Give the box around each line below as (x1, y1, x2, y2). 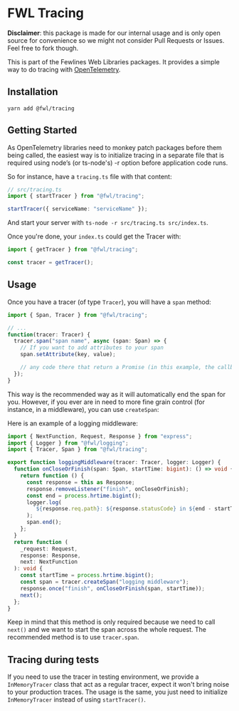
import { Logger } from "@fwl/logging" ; (7, 439, 129, 447)
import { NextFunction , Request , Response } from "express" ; (7, 433, 193, 440)
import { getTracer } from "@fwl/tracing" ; (7, 246, 139, 253)
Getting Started (7, 124, 78, 136)
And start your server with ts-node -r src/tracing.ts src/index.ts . (7, 218, 208, 227)
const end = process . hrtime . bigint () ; (26, 492, 142, 499)
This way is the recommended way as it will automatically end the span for (7, 390, 226, 398)
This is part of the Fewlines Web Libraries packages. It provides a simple (7, 57, 221, 66)
